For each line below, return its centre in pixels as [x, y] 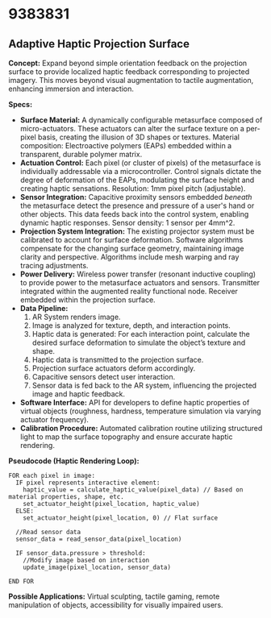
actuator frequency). [54, 419]
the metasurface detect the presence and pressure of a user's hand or [137, 205]
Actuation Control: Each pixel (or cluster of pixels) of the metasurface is [140, 163]
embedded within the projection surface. [88, 300]
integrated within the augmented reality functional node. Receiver [129, 291]
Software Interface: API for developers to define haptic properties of [135, 402]
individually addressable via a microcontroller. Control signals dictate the [141, 171]
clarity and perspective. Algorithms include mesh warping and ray [129, 257]
